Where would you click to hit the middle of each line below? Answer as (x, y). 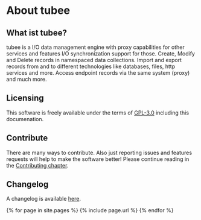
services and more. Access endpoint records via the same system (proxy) (98, 73)
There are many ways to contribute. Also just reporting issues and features (99, 152)
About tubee (38, 11)
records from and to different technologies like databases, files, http (91, 66)
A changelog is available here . (44, 199)
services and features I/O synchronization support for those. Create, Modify (101, 54)
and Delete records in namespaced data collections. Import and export (94, 60)
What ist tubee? (37, 33)
